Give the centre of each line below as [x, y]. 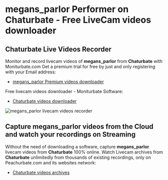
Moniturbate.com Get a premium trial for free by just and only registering [80, 67]
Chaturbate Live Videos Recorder [58, 49]
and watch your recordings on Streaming [70, 134]
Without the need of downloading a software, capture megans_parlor [77, 146]
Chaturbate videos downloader [44, 101]
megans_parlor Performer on [67, 9]
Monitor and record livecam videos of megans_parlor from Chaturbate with [84, 61]
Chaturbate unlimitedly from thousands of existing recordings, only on [78, 157]
